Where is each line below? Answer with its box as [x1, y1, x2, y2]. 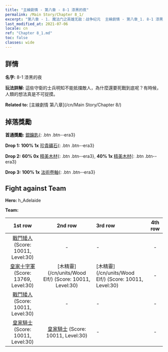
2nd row [56, 222, 77, 229]
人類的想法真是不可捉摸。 [5, 91, 58, 97]
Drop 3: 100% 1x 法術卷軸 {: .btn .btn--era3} [5, 169, 95, 175]
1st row [13, 222, 32, 229]
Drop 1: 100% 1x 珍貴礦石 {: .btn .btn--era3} [5, 142, 94, 148]
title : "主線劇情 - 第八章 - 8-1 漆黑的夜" [5, 7, 89, 13]
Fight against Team [5, 184, 66, 193]
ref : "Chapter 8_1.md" [5, 31, 52, 36]
